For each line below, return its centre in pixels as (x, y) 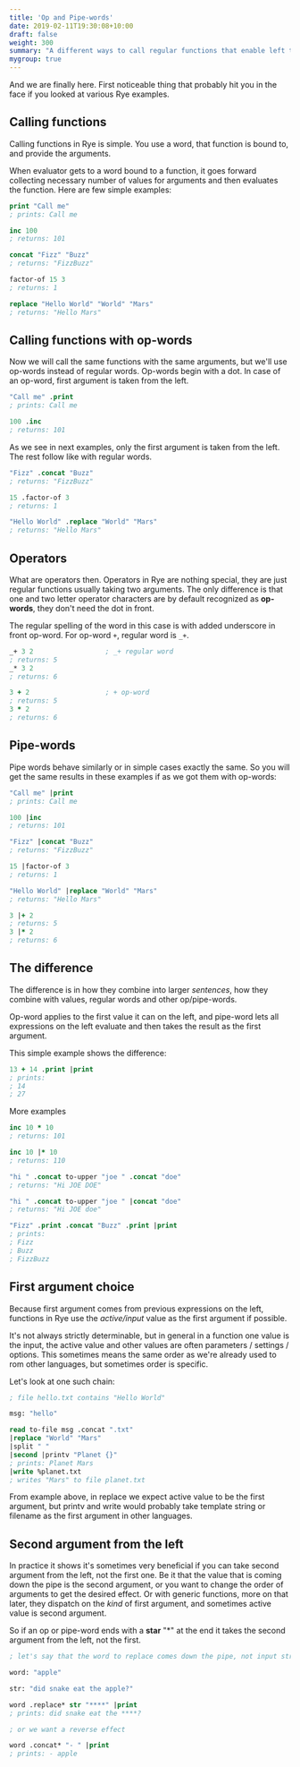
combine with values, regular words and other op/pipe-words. (123, 999)
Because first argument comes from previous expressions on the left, (137, 1309)
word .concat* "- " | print (59, 1746)
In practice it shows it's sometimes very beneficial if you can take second (144, 1566)
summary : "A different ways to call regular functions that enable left (147, 51)
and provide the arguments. (60, 153)
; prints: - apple (43, 1754)
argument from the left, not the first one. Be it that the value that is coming (146, 1575)
